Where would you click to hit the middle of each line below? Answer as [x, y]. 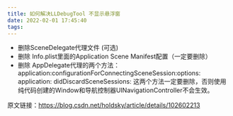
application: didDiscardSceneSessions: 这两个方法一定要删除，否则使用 [122, 82]
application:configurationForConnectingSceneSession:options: [109, 73]
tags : [15, 27]
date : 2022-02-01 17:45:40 [47, 20]
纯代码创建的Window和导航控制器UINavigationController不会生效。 [115, 90]
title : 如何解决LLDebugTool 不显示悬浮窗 [64, 14]
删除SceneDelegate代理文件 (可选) [68, 48]
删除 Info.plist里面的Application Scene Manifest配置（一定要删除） [115, 56]
